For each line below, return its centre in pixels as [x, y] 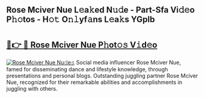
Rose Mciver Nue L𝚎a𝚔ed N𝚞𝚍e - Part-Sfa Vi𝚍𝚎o [100, 10]
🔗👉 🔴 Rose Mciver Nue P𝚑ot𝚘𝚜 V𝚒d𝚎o [82, 45]
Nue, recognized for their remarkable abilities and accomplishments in [94, 82]
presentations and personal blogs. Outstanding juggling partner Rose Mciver [102, 76]
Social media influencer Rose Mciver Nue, [128, 62]
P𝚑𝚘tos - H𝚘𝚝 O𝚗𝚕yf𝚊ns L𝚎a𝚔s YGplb [81, 20]
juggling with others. [32, 89]
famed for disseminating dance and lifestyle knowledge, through [87, 69]
